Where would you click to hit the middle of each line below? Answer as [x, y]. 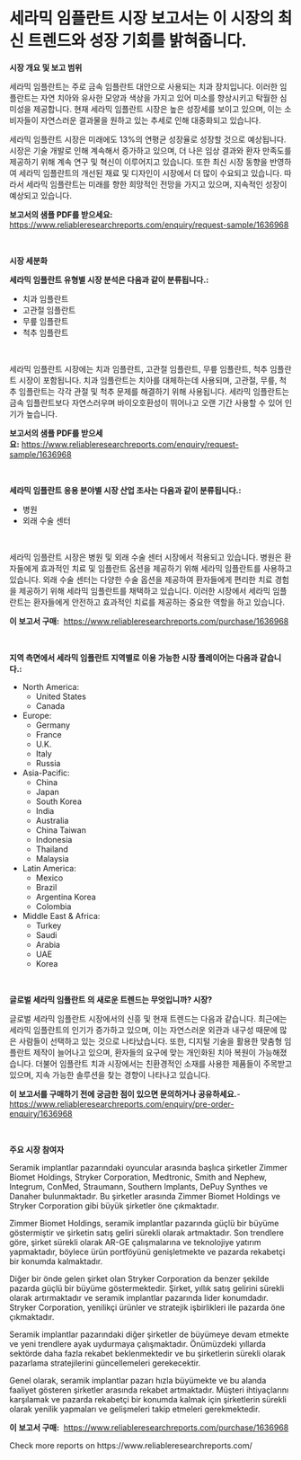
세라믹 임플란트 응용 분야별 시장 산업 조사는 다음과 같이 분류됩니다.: [125, 490]
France [49, 734]
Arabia [48, 944]
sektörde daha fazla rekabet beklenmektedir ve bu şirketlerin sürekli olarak [147, 1353]
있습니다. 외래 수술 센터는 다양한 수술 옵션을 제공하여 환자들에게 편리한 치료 [141, 580]
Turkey [49, 925]
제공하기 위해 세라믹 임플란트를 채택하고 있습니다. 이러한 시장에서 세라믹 [145, 590]
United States [61, 696]
